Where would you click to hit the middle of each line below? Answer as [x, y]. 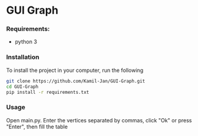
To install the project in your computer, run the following [75, 70]
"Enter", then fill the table [37, 126]
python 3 [26, 42]
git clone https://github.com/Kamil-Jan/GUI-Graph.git [76, 81]
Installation [23, 57]
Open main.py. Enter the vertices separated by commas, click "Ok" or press [99, 120]
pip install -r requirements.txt [48, 92]
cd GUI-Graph [22, 87]
